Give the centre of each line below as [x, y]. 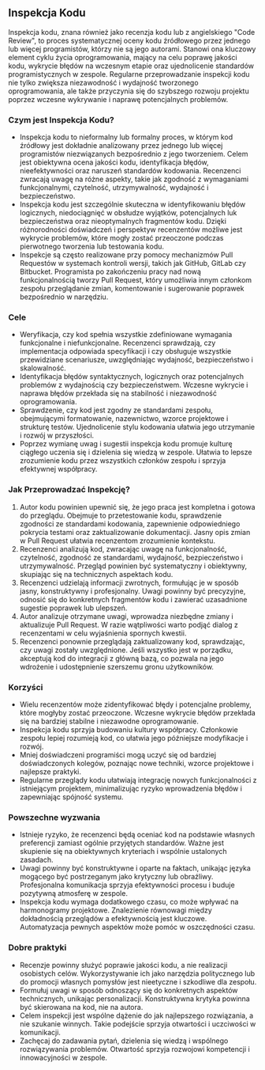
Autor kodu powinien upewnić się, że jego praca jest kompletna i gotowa [137, 507]
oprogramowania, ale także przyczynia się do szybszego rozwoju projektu [129, 91]
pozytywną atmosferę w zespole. [74, 894]
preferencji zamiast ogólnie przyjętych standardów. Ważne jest [122, 843]
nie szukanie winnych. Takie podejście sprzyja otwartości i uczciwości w [138, 1023]
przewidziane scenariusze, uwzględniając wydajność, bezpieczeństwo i [136, 360]
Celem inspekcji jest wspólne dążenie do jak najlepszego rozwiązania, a [136, 1015]
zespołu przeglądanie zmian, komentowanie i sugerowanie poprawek [132, 289]
